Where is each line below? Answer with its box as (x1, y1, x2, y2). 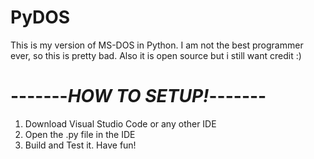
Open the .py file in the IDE (24, 128, 136, 140)
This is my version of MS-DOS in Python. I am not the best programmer (10, 39, 304, 51)
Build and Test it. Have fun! (24, 139, 137, 151)
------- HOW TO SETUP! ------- (10, 85, 267, 108)
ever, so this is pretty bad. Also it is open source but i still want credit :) (10, 49, 302, 61)
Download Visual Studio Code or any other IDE (24, 117, 217, 130)
